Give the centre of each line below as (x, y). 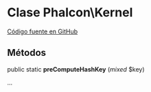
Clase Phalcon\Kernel (70, 13)
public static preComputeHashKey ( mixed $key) (76, 69)
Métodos (27, 53)
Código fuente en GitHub (42, 31)
